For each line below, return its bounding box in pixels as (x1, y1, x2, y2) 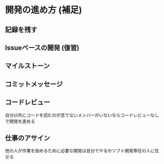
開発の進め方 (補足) (5, 4, 82, 16)
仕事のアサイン (5, 134, 50, 142)
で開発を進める (5, 118, 35, 124)
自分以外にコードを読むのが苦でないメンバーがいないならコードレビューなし (5, 112, 159, 118)
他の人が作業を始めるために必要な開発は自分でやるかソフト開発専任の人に (5, 148, 155, 154)
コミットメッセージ (5, 80, 63, 88)
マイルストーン (5, 62, 50, 70)
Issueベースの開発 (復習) (5, 44, 80, 52)
